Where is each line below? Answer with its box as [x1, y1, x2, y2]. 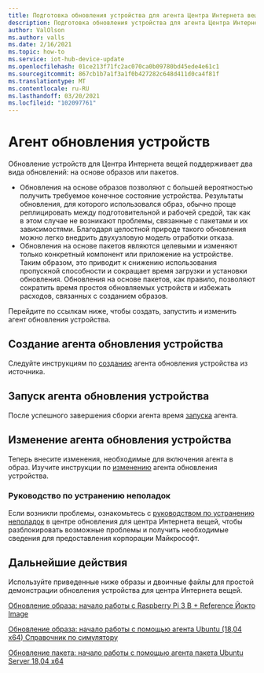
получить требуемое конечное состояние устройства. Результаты [19, 191, 244, 200]
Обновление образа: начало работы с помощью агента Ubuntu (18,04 [8, 624, 242, 634]
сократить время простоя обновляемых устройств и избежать [19, 283, 232, 292]
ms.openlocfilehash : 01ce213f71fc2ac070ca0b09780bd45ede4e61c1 [8, 63, 220, 71]
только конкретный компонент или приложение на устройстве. [19, 249, 233, 259]
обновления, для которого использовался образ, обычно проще [19, 200, 236, 209]
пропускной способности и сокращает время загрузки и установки [19, 267, 247, 276]
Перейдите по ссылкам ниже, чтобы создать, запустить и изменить [8, 307, 237, 316]
